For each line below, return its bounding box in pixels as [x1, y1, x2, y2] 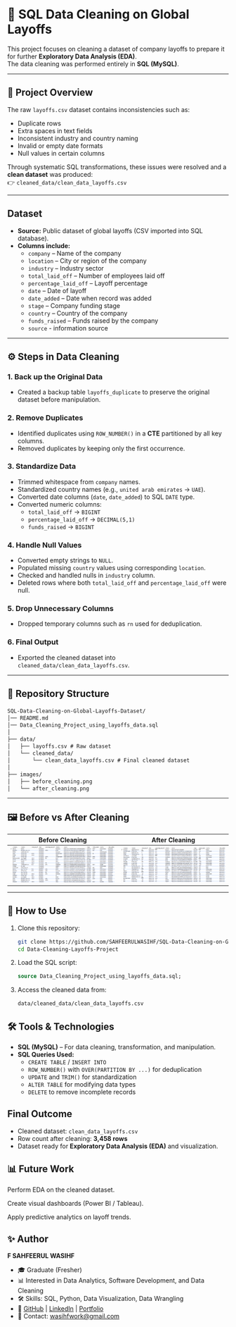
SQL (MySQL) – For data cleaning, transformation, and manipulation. [17, 1043, 216, 1051]
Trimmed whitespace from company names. [17, 477, 140, 486]
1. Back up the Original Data [7, 371, 103, 381]
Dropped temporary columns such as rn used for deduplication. [17, 619, 202, 628]
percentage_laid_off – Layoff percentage [27, 278, 148, 288]
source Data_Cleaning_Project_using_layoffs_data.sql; [17, 973, 182, 980]
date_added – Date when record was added [27, 294, 152, 302]
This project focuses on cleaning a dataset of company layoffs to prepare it [7, 44, 225, 53]
